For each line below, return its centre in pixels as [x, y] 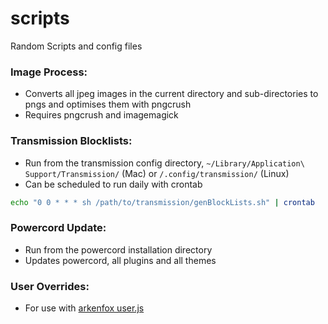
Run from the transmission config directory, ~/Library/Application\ [164, 163]
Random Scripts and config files [76, 46]
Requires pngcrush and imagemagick [101, 115]
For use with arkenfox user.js [84, 308]
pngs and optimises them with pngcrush [108, 104]
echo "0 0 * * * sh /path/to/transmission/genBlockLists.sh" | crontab [162, 202]
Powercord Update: [58, 228]
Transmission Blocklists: [71, 141]
